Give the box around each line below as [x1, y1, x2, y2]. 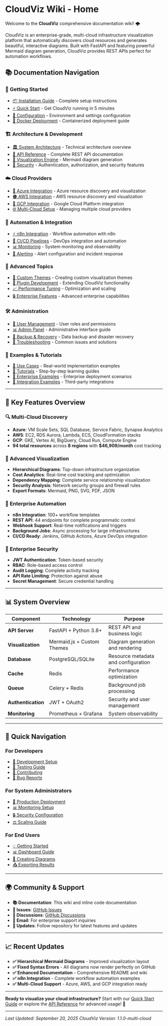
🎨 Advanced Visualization [5, 455, 69, 462]
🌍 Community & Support [5, 883, 84, 892]
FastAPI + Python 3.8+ [49, 627, 102, 634]
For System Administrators [5, 787, 72, 794]
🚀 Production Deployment [12, 799, 66, 805]
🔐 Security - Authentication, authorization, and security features [12, 162, 144, 168]
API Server [7, 627, 34, 634]
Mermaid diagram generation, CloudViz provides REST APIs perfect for [5, 48, 151, 54]
